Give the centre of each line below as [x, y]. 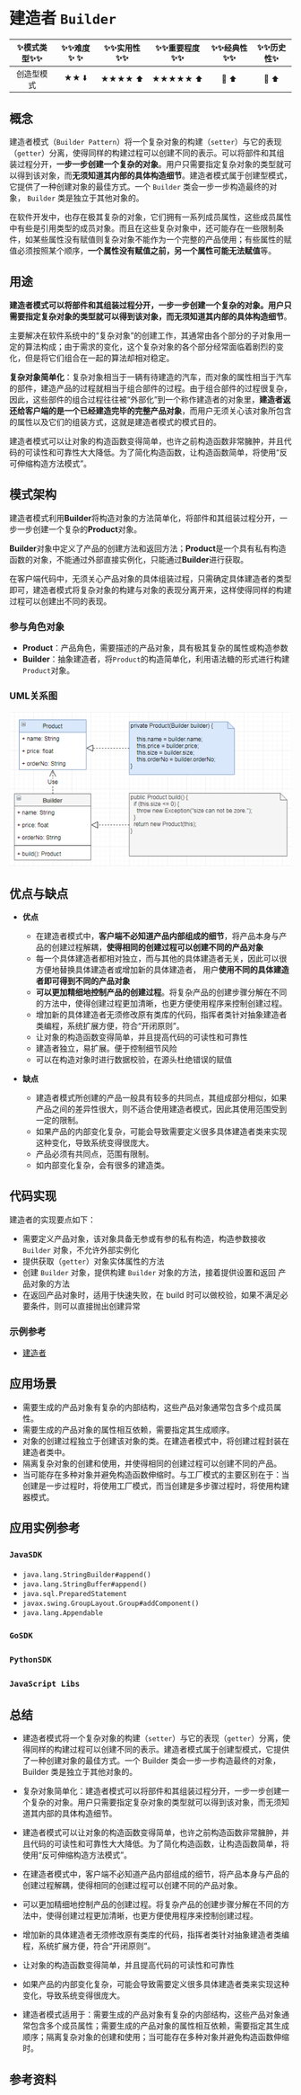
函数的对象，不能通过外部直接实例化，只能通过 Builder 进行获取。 [129, 559]
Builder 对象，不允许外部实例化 [81, 1249]
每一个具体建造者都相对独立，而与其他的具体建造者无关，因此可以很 [161, 958]
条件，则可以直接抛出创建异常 [85, 1306]
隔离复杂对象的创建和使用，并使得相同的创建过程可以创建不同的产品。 [152, 1463]
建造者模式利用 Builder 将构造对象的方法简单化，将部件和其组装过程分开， [145, 518]
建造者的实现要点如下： [52, 1220]
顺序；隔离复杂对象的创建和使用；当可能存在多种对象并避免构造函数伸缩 [155, 2037]
